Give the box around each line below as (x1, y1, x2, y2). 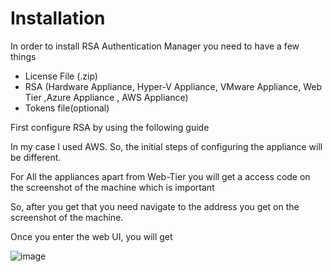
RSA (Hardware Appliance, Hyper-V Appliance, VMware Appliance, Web (24, 80, 323, 92)
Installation (10, 7, 106, 30)
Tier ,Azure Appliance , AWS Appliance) (24, 91, 189, 103)
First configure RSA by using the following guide (10, 121, 210, 133)
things (10, 50, 37, 62)
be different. (10, 151, 62, 163)
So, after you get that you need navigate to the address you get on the (10, 200, 300, 212)
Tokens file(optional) (24, 102, 110, 114)
